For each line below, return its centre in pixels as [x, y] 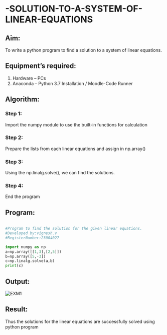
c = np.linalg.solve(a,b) [30, 261]
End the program [23, 196]
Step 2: [14, 138]
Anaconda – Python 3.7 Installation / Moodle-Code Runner [72, 83]
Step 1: [14, 114]
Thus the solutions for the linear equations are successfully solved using [80, 321]
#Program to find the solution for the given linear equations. [74, 229]
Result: [17, 310]
